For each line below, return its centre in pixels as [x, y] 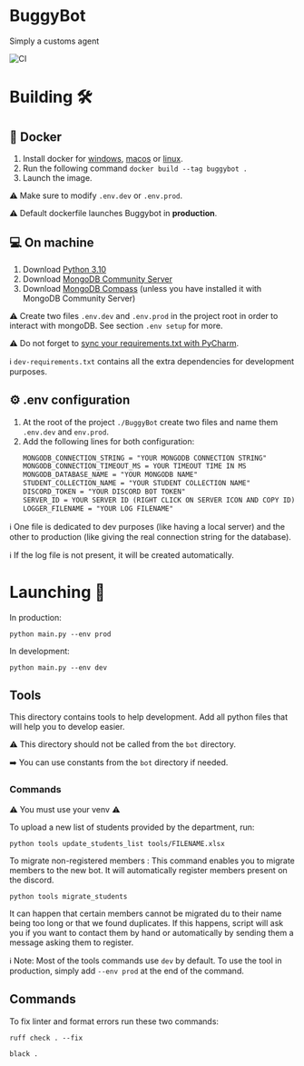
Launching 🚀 [58, 592]
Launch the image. [57, 177]
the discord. [32, 880]
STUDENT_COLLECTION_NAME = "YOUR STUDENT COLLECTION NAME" [137, 483]
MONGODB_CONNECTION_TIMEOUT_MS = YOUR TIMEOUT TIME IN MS [134, 466]
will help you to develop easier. [67, 727]
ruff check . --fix [46, 1038]
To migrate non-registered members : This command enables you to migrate [152, 861]
